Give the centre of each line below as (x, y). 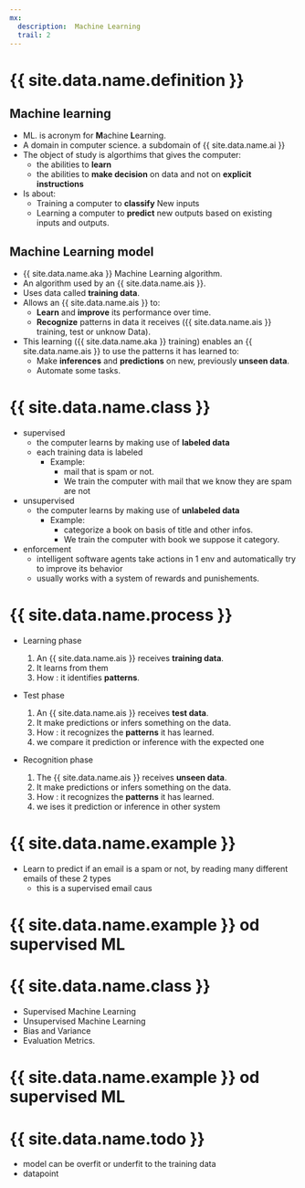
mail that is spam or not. (109, 472)
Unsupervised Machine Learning (84, 1021)
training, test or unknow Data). (93, 332)
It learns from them (72, 668)
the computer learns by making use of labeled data (133, 443)
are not (77, 491)
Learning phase (52, 641)
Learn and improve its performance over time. (124, 312)
